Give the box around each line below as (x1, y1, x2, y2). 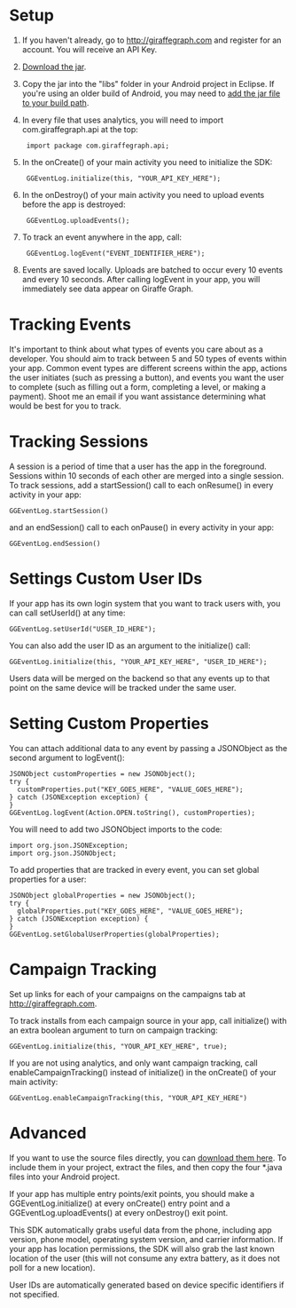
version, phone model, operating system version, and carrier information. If (9, 1233, 284, 1244)
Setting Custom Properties (9, 713, 210, 733)
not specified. (9, 1288, 60, 1299)
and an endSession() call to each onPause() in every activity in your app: (9, 521, 275, 533)
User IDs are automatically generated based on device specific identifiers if (9, 1280, 284, 1290)
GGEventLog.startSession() (9, 506, 109, 515)
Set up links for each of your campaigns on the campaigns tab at (9, 988, 246, 999)
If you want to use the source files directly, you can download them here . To (9, 1152, 287, 1163)
